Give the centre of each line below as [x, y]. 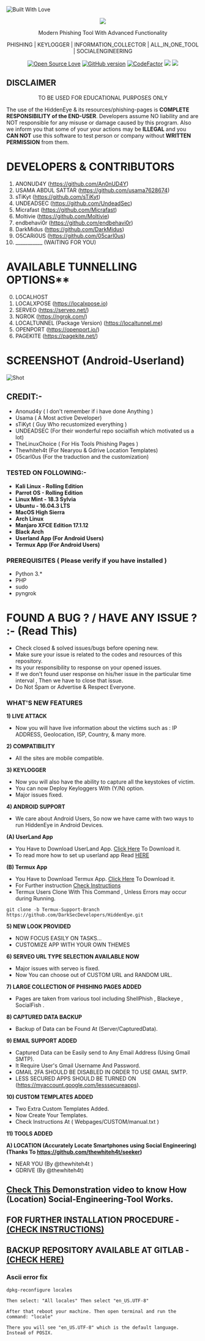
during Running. [35, 899]
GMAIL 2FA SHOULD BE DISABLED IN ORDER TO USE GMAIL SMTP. [101, 1072]
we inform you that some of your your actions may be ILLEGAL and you [96, 129]
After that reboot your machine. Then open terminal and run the [91, 1311]
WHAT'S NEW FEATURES [44, 702]
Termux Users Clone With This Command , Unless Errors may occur [101, 892]
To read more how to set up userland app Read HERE [82, 855]
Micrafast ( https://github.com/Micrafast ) [66, 210]
